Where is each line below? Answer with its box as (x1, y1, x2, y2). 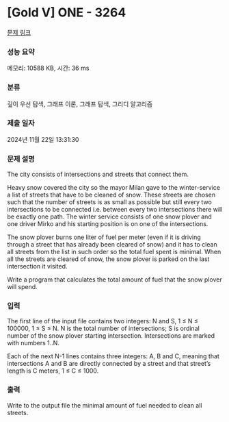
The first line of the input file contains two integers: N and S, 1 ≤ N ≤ (7, 317, 198, 325)
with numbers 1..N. (7, 339, 60, 347)
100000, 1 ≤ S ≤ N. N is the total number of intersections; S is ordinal (7, 324, 200, 333)
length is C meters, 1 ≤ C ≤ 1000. (7, 367, 99, 375)
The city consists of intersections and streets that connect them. (7, 170, 189, 179)
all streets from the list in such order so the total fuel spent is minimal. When (7, 248, 221, 256)
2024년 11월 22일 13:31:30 (7, 135, 79, 143)
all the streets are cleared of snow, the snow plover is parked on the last (7, 255, 210, 263)
